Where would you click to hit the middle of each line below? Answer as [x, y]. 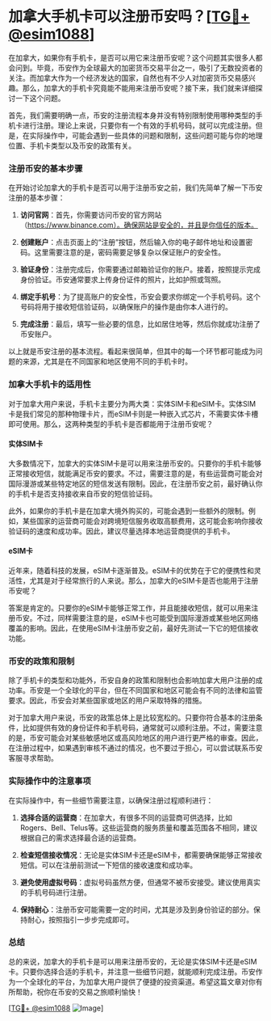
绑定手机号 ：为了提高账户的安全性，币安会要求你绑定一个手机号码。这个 [140, 297]
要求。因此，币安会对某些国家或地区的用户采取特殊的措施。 [107, 701]
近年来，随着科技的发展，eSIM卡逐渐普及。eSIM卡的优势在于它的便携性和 [131, 570]
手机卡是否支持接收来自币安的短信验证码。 [86, 493]
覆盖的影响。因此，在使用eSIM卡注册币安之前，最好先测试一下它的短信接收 [133, 628]
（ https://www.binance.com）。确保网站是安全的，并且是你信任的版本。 [139, 225]
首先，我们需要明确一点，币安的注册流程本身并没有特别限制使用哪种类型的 [132, 115]
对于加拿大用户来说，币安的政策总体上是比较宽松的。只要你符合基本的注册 [132, 718]
